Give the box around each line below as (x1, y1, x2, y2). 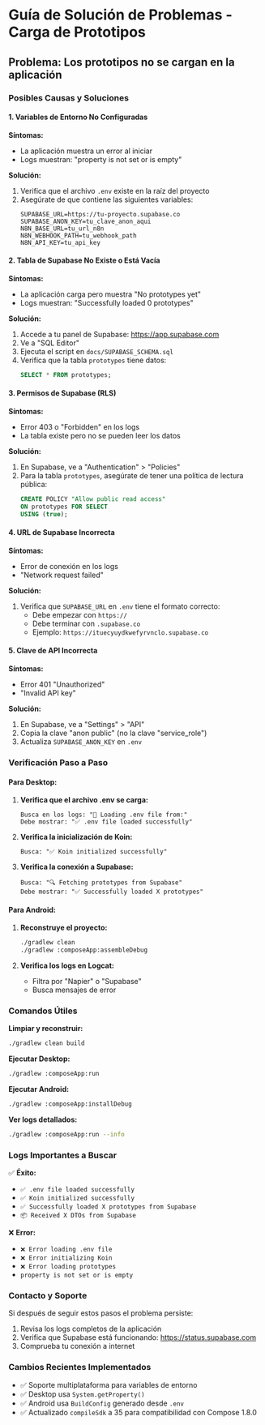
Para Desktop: (8, 777, 58, 787)
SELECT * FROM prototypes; (19, 370, 112, 379)
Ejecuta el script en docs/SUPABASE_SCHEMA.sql (19, 346, 174, 356)
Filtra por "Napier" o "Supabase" (32, 977, 142, 986)
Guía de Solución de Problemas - (8, 6, 233, 24)
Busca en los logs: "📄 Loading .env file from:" (19, 811, 188, 819)
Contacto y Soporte (8, 1290, 88, 1302)
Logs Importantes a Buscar (8, 1149, 118, 1161)
